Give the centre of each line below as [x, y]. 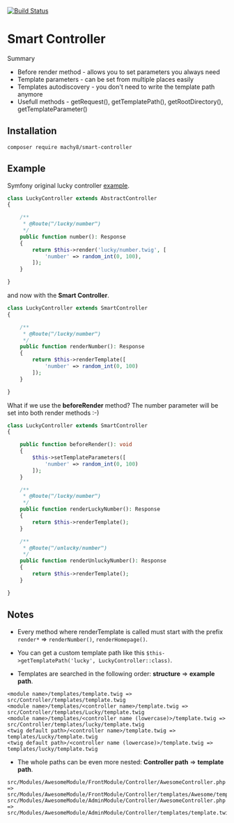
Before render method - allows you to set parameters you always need [119, 72]
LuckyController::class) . [135, 660]
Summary [21, 58]
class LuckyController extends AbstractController [82, 198]
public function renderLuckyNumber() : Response [90, 509]
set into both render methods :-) [53, 413]
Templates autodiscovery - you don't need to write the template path [116, 87]
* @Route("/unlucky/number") [65, 548]
